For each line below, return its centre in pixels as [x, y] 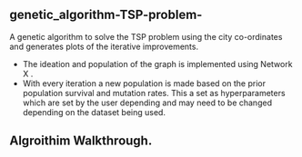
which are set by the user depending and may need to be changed [147, 103]
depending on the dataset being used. [94, 112]
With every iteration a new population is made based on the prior [144, 83]
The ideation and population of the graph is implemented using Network [157, 64]
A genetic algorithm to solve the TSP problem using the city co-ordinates [146, 36]
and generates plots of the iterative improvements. [104, 46]
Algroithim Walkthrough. [81, 141]
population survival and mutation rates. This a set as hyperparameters [154, 93]
